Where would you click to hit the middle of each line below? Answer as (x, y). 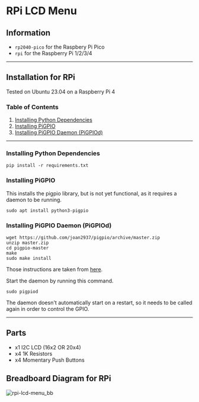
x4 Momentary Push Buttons (49, 360)
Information (28, 33)
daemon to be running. (34, 200)
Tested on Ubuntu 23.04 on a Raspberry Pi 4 (61, 91)
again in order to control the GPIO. (48, 309)
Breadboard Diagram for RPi (59, 379)
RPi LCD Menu (41, 11)
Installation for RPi (41, 77)
